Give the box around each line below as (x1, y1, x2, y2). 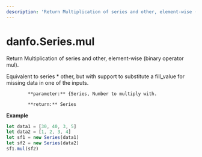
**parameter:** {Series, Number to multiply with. (28, 91, 158, 97)
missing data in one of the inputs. (6, 79, 89, 86)
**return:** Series (28, 101, 77, 107)
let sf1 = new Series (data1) (6, 135, 79, 141)
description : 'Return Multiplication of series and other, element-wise (6, 8, 192, 15)
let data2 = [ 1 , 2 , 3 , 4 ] (6, 129, 71, 135)
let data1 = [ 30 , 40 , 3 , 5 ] (6, 123, 77, 129)
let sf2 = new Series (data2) (6, 140, 79, 146)
